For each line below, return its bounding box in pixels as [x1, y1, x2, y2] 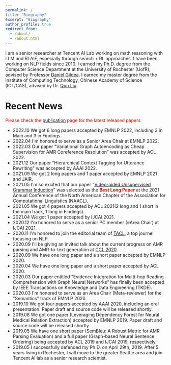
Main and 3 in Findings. [12, 132, 62, 138]
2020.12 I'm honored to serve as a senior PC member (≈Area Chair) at [12, 219, 159, 225]
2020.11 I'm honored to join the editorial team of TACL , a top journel [12, 230, 154, 236]
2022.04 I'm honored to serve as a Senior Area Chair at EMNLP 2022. [12, 138, 159, 144]
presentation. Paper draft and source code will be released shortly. [12, 306, 153, 312]
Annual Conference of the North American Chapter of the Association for [12, 192, 166, 198]
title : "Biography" [5, 12, 47, 17]
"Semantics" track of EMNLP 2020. [12, 295, 87, 301]
